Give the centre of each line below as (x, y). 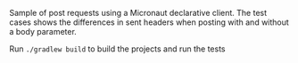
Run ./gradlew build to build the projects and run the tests (117, 49)
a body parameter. (43, 31)
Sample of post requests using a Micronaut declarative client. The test (138, 13)
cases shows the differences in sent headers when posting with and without (149, 22)
